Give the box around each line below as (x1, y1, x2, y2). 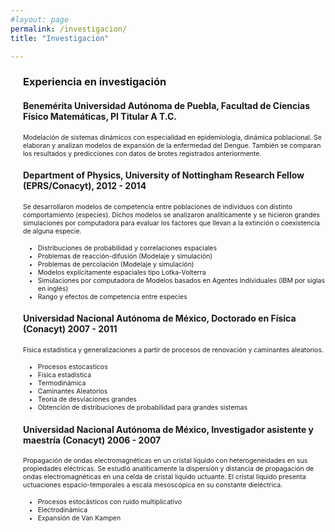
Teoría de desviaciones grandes (37, 394, 137, 404)
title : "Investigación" (10, 33, 110, 43)
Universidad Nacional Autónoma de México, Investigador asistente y (23, 423, 314, 435)
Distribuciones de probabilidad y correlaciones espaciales (37, 243, 217, 253)
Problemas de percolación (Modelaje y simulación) (37, 259, 195, 269)
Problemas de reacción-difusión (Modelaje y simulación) (37, 251, 213, 261)
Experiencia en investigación (23, 75, 167, 89)
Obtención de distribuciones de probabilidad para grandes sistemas (37, 402, 248, 412)
